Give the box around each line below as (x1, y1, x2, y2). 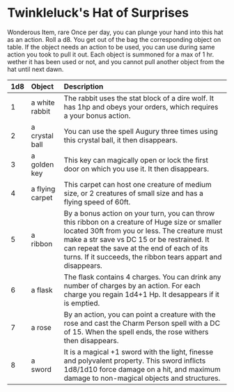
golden (31, 159, 54, 169)
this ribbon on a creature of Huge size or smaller (63, 217, 221, 227)
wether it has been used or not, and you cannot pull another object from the (7, 57, 225, 66)
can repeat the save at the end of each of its (63, 243, 208, 252)
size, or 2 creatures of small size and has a (63, 188, 203, 198)
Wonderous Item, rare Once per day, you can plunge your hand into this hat (7, 28, 224, 36)
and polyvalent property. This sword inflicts (63, 356, 206, 365)
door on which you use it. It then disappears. (63, 164, 209, 174)
